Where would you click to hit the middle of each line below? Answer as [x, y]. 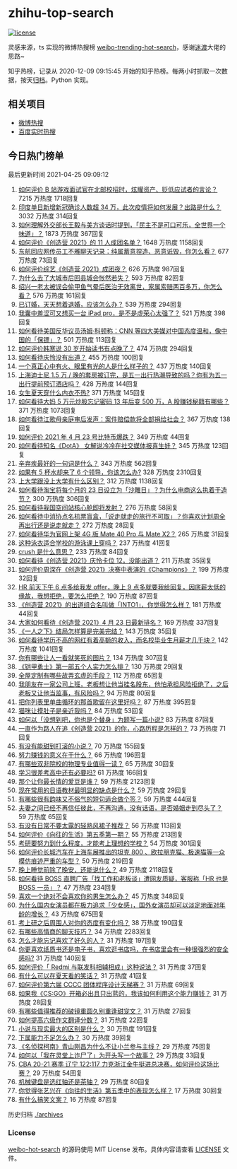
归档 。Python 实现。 [62, 80]
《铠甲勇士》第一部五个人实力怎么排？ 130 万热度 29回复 [101, 666]
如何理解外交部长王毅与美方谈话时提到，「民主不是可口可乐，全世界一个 [122, 225]
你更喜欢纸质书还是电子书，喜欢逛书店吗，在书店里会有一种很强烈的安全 [123, 949]
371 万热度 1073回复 [47, 410]
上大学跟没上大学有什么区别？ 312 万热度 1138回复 [91, 481]
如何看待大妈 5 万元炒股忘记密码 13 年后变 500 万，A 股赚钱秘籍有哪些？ [124, 401]
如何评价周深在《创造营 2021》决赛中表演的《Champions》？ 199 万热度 [123, 569]
